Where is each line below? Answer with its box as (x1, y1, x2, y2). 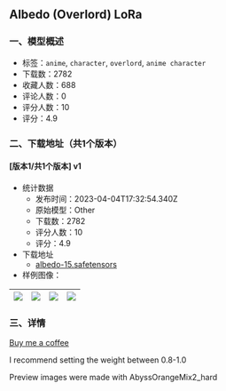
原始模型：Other (35, 204, 96, 215)
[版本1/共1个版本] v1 (9, 161, 82, 172)
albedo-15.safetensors (35, 259, 118, 269)
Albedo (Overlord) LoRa (9, 7, 143, 22)
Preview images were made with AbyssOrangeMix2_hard (9, 372, 218, 383)
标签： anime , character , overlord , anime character (21, 57, 207, 68)
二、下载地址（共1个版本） (9, 137, 122, 149)
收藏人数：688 (21, 79, 76, 90)
